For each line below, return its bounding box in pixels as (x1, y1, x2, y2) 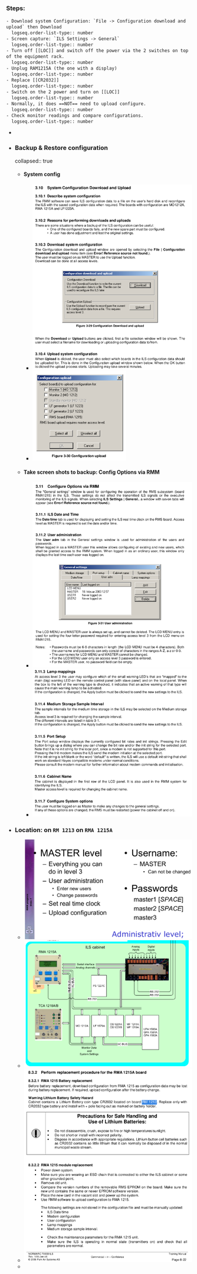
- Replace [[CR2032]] (6, 77, 60, 83)
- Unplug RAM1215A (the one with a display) (6, 66, 117, 71)
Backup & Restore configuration (14, 144, 108, 152)
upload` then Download (6, 24, 62, 30)
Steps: (6, 4, 25, 12)
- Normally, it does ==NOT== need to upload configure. (6, 101, 146, 107)
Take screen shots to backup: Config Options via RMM (23, 468, 160, 475)
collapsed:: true (14, 157, 53, 164)
